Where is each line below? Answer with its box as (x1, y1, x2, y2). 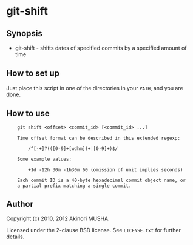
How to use (6, 108, 50, 119)
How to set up (6, 68, 59, 79)
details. (6, 233, 25, 240)
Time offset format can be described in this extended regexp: (17, 135, 181, 141)
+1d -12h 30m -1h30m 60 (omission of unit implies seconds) (28, 166, 183, 173)
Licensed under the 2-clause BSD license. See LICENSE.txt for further (6, 227, 181, 234)
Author (6, 199, 33, 209)
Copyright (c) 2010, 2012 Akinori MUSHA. (6, 215, 110, 222)
